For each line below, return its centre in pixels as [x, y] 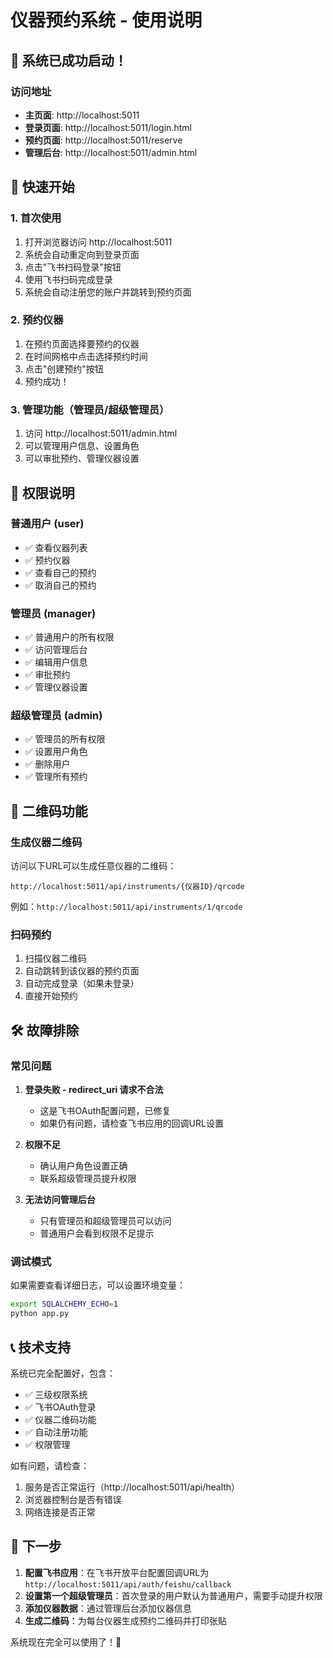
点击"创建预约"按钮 [64, 368]
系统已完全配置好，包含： [63, 1373]
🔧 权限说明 [42, 492]
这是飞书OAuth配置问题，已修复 [105, 1111]
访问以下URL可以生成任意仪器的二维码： [93, 866]
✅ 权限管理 [47, 1444]
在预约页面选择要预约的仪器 [82, 343]
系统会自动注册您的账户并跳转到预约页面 [108, 292]
